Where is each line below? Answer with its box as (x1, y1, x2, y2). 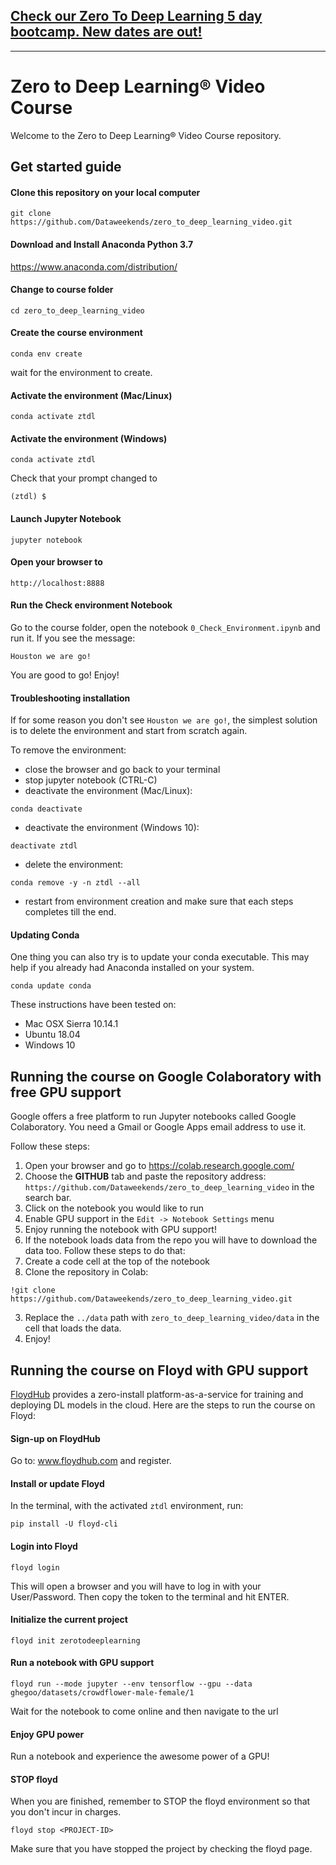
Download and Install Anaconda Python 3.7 (10, 238, 194, 250)
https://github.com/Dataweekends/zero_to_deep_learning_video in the (24, 1181, 315, 1193)
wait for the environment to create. (10, 366, 153, 378)
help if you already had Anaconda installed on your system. (10, 962, 255, 974)
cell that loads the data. (24, 1322, 122, 1334)
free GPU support (10, 1084, 122, 1101)
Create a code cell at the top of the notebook (24, 1255, 210, 1268)
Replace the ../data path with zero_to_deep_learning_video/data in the (24, 1312, 320, 1324)
